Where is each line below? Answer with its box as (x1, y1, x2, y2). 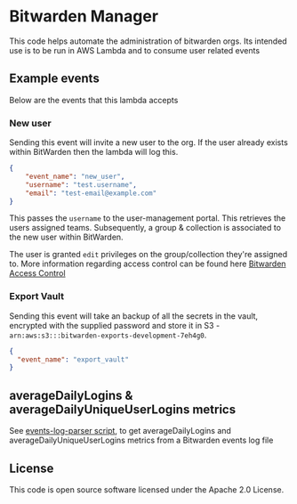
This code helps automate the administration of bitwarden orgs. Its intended (9, 36, 287, 46)
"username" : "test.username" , (25, 180, 138, 189)
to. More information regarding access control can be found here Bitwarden (9, 258, 286, 269)
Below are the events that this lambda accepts (9, 94, 179, 105)
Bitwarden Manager (9, 6, 158, 27)
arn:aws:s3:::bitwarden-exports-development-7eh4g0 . (9, 329, 207, 340)
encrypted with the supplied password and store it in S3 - (9, 320, 221, 330)
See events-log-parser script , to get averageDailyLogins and (9, 426, 231, 436)
